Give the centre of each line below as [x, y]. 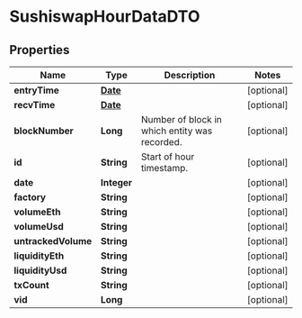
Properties [40, 50]
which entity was [177, 131]
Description [190, 75]
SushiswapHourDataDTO [105, 17]
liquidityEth [39, 256]
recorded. [161, 142]
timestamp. [164, 168]
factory [30, 197]
